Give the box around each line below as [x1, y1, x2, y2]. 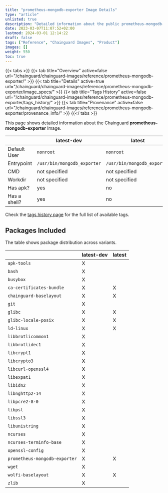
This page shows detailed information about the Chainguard [5, 120, 129, 126]
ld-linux [7, 326, 28, 331]
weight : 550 [5, 49, 30, 54]
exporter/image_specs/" [5, 89, 55, 95]
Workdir [7, 176, 26, 183]
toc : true [5, 54, 26, 59]
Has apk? [7, 184, 30, 191]
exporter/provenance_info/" [5, 110, 62, 116]
